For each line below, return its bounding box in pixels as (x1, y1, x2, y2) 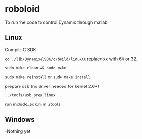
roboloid (5, 3, 40, 15)
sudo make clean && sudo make (5, 65, 67, 70)
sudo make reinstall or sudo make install (5, 74, 91, 80)
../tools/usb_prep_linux (5, 92, 56, 98)
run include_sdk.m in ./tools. (5, 101, 62, 107)
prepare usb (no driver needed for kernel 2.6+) (5, 83, 99, 89)
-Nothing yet (5, 128, 31, 134)
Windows (5, 115, 35, 123)
